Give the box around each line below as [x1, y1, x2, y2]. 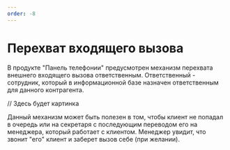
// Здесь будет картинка [7, 99, 79, 107]
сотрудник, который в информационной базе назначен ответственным [7, 78, 220, 87]
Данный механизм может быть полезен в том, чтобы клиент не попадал [7, 112, 224, 121]
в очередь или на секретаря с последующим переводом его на [7, 120, 198, 128]
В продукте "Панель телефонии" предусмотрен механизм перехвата [7, 63, 213, 72]
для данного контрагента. [7, 85, 84, 94]
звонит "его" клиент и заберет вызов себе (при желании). [7, 135, 180, 143]
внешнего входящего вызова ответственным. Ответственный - [7, 70, 196, 79]
